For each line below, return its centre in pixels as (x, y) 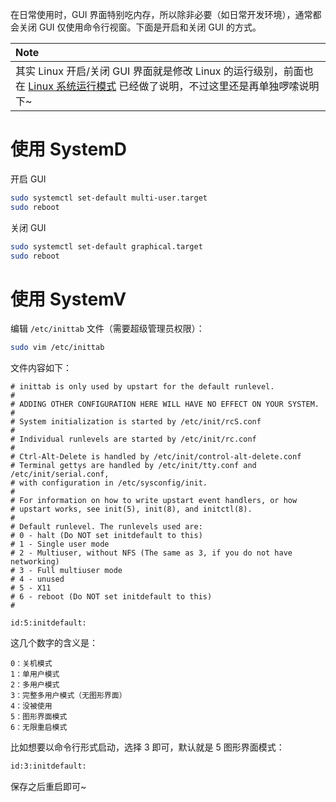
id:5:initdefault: (48, 623)
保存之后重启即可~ (48, 787)
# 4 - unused (37, 579)
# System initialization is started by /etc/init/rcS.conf (136, 422)
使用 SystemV (68, 299)
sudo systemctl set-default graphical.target (106, 246)
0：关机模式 (31, 664)
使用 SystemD (68, 149)
